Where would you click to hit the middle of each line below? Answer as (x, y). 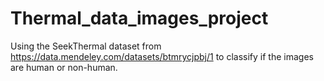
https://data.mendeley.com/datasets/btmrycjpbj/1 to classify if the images (162, 56)
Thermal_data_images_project (139, 18)
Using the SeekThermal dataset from (86, 46)
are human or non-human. (64, 67)
